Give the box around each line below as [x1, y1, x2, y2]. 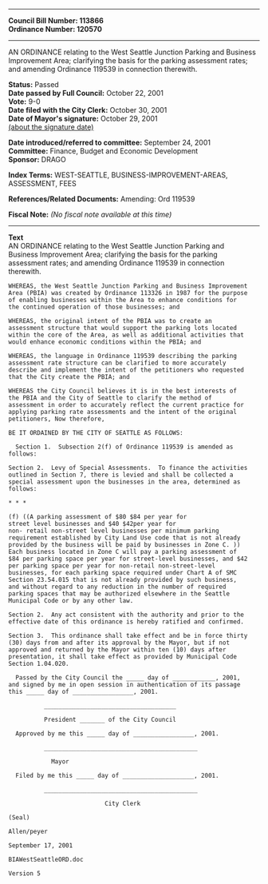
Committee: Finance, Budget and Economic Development [8, 146, 199, 156]
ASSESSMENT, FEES [8, 179, 77, 188]
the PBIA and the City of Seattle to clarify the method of [8, 394, 213, 402]
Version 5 [8, 870, 41, 878]
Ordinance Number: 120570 [8, 25, 102, 34]
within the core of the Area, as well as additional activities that [8, 331, 245, 339]
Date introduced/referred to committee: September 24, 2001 [8, 137, 211, 147]
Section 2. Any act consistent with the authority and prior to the [8, 611, 245, 619]
